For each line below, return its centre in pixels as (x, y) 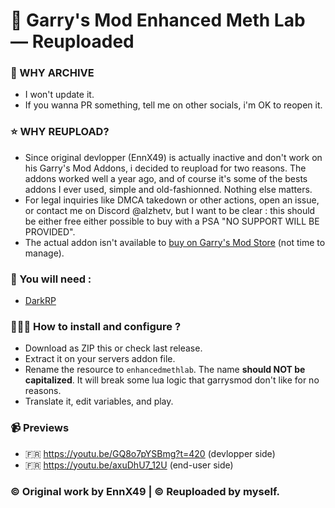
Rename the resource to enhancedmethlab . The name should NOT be (165, 370)
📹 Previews (40, 428)
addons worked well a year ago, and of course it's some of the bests (166, 178)
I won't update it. (59, 95)
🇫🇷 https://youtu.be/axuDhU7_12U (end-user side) (129, 465)
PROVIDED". (50, 231)
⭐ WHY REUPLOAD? (60, 132)
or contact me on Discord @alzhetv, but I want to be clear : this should (170, 210)
